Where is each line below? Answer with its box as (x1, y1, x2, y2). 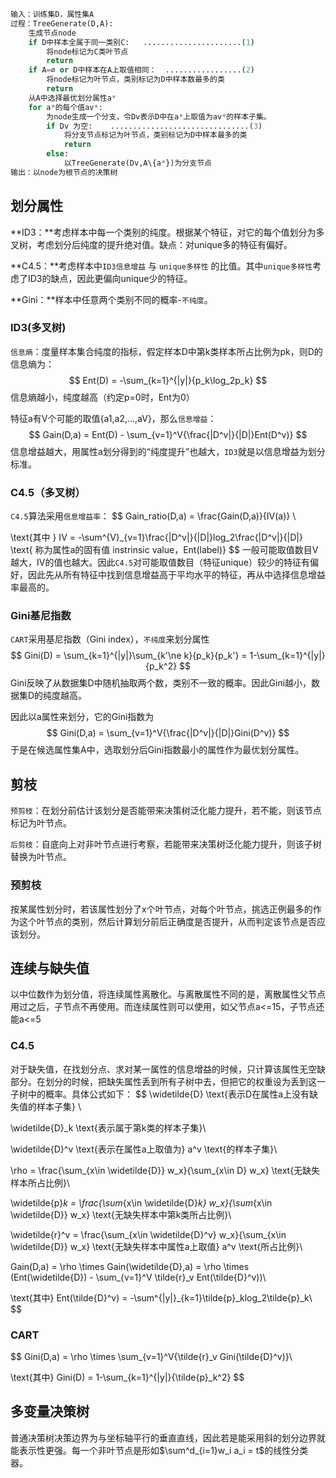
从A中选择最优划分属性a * (28, 93, 117, 103)
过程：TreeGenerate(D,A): (10, 18, 114, 29)
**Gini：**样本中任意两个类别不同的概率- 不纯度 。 (10, 293, 213, 305)
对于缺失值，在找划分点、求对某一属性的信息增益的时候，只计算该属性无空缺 (10, 1063, 326, 1075)
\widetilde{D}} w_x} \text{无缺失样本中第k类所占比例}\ (10, 1208, 232, 1220)
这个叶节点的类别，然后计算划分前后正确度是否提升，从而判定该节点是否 (18, 915, 317, 927)
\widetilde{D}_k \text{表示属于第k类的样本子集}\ (10, 1121, 207, 1134)
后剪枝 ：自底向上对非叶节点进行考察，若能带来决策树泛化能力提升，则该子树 (10, 838, 322, 850)
